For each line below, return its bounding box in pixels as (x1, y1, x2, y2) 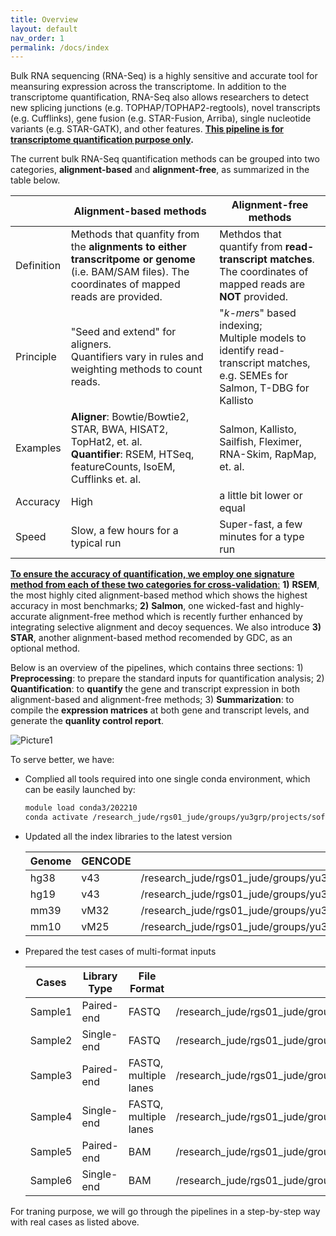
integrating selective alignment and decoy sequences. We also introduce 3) (10, 621, 322, 633)
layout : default (10, 24, 78, 34)
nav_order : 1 (10, 33, 65, 43)
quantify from (219, 240, 283, 254)
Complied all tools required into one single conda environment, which (24, 773, 311, 785)
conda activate (24, 812, 89, 823)
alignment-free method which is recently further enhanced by (48, 611, 303, 623)
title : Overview (10, 14, 78, 25)
